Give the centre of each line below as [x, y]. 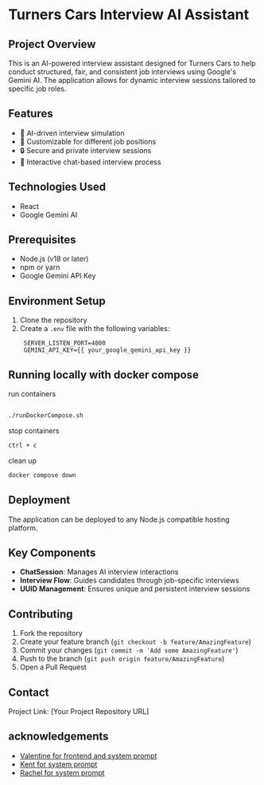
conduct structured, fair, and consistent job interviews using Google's [122, 72]
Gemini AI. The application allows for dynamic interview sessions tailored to [132, 80]
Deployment [39, 500]
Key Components [52, 552]
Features [31, 114]
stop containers [34, 430]
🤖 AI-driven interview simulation [72, 132]
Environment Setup [57, 301]
